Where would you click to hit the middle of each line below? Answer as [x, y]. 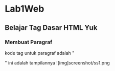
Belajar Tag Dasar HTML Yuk [51, 28]
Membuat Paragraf [29, 42]
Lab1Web [25, 9]
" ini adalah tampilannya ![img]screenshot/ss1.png [57, 63]
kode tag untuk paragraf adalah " [40, 53]
